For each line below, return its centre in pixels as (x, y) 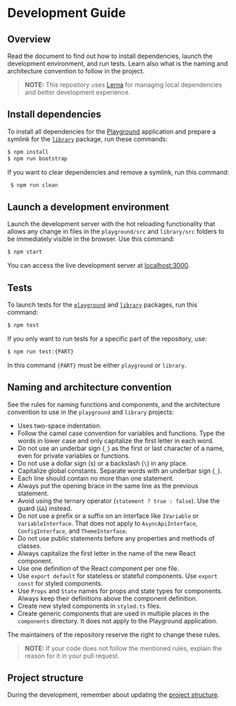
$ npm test (23, 325)
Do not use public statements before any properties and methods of (116, 538)
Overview (29, 39)
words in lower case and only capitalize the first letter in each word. (116, 440)
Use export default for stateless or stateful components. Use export (117, 576)
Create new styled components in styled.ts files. (89, 606)
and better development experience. (77, 92)
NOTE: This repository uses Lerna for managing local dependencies (123, 85)
